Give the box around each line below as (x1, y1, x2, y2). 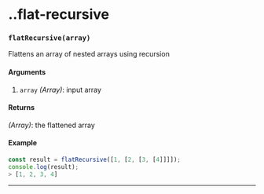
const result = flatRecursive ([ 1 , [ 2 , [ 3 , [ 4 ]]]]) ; (8, 156, 181, 164)
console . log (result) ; (8, 163, 79, 170)
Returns (8, 103, 35, 112)
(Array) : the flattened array (8, 120, 96, 130)
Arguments (8, 68, 46, 77)
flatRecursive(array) (8, 34, 91, 42)
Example (8, 138, 38, 148)
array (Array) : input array (19, 85, 102, 94)
